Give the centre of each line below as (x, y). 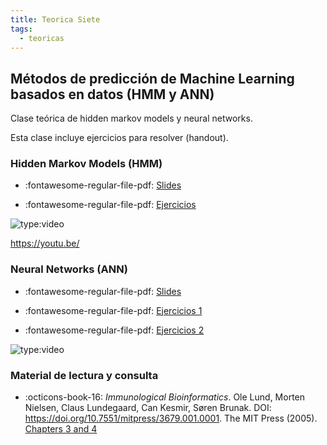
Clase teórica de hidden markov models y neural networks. (131, 118)
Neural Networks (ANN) (69, 269)
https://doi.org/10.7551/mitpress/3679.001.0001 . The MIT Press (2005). (171, 418)
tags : (21, 29)
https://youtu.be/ (45, 243)
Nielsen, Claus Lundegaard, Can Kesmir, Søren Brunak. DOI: (148, 408)
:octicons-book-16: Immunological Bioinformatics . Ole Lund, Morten (165, 397)
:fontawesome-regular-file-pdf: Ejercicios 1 (113, 310)
